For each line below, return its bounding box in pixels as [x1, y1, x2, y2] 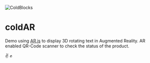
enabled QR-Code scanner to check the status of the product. [5, 43, 130, 49]
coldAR [5, 22, 36, 33]
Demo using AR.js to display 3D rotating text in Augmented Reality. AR [5, 38, 146, 43]
